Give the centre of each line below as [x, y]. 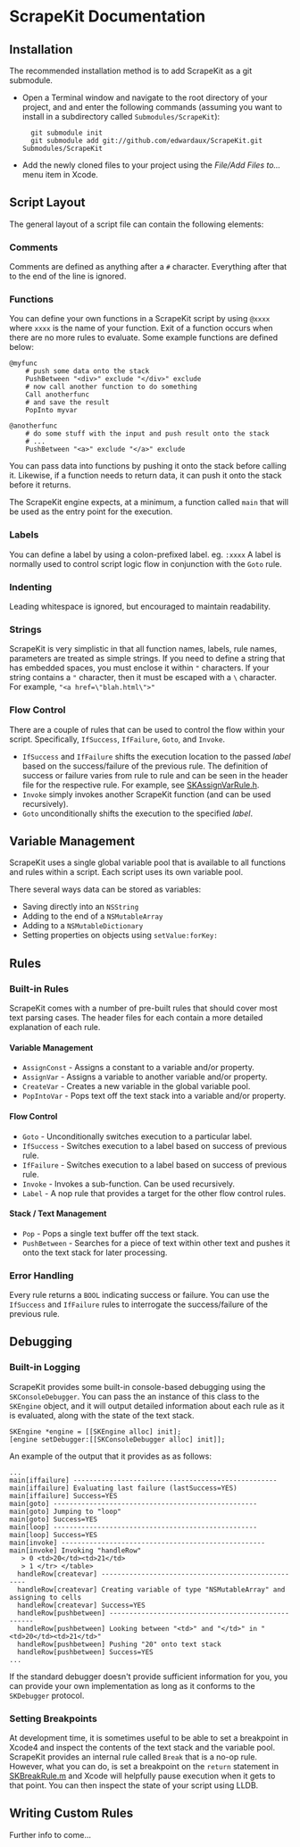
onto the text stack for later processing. [95, 1252]
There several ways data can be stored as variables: [105, 889]
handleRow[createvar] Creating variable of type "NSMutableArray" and [151, 1589]
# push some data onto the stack [87, 371]
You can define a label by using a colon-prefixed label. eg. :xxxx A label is [145, 554]
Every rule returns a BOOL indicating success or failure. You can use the [139, 1295]
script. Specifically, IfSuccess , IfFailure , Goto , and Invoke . [117, 739]
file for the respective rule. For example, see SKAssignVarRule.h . [141, 785]
